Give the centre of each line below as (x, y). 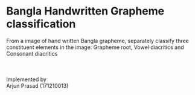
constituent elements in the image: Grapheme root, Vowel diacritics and (95, 47)
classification (41, 24)
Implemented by (27, 79)
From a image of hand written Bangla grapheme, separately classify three (97, 41)
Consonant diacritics (32, 53)
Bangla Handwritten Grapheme (85, 11)
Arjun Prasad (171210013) (37, 85)
